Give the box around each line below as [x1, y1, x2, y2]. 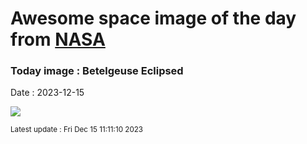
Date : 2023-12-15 [10, 87, 85, 99]
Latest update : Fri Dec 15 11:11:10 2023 [10, 125, 144, 135]
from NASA [10, 28, 106, 51]
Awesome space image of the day [10, 7, 297, 30]
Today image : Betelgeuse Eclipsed [10, 64, 184, 78]
